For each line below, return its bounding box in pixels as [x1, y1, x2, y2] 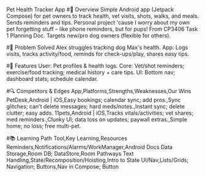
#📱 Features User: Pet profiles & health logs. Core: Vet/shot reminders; [6, 62, 185, 69]
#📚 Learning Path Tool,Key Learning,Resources [6, 135, 127, 142]
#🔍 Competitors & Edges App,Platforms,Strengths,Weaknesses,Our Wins [6, 88, 192, 94]
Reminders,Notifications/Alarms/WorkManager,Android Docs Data [6, 143, 173, 150]
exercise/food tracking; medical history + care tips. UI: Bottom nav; [6, 69, 176, 76]
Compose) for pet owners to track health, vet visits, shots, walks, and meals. [6, 12, 199, 20]
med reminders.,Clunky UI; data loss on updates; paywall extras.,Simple [6, 116, 188, 123]
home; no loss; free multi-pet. [6, 123, 81, 129]
